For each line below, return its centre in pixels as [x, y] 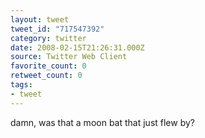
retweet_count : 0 [46, 76]
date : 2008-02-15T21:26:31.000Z [77, 47]
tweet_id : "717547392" [57, 29]
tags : [21, 85]
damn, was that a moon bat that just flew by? [102, 122]
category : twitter [48, 38]
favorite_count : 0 [48, 66]
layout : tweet [40, 19]
